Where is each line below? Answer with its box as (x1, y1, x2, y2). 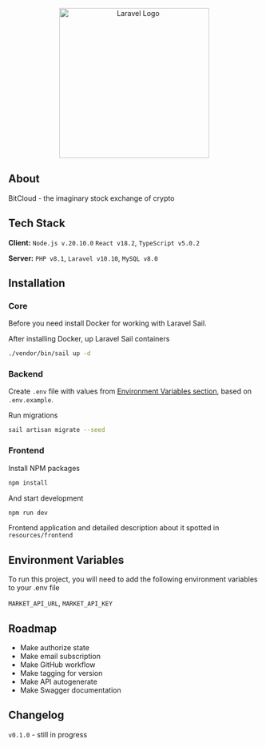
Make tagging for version (19, 669, 103, 678)
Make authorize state (19, 643, 90, 653)
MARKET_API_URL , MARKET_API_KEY (8, 598, 113, 608)
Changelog (8, 709, 65, 722)
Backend (8, 369, 44, 380)
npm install (8, 478, 48, 487)
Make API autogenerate (19, 677, 97, 687)
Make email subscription (19, 652, 101, 661)
